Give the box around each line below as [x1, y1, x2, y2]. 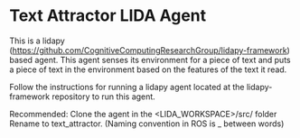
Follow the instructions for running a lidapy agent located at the [9, 81, 245, 92]
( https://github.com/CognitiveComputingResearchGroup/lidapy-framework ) [9, 44, 291, 55]
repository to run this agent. [52, 91, 155, 102]
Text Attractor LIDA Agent [9, 5, 207, 26]
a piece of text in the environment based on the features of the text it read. [9, 64, 287, 75]
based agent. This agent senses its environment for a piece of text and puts [9, 54, 291, 65]
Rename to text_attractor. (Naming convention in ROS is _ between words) [9, 118, 285, 129]
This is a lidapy [9, 35, 65, 46]
